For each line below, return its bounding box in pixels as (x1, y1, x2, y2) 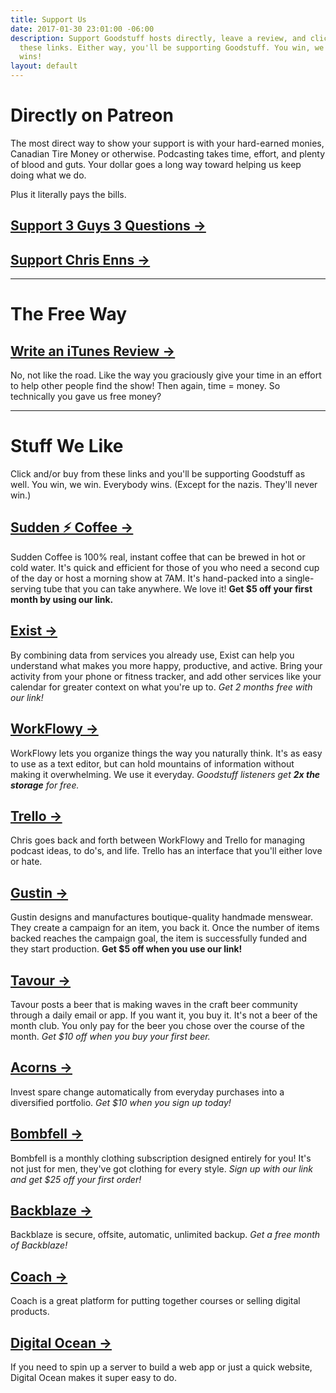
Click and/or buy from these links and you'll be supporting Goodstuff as (10, 468, 306, 480)
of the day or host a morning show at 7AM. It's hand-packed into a (10, 572, 283, 584)
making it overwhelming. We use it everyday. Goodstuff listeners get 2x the (10, 768, 321, 780)
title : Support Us (10, 14, 87, 25)
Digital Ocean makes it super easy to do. (10, 1372, 178, 1384)
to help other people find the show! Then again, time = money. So (10, 380, 281, 392)
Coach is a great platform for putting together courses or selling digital (10, 1295, 301, 1307)
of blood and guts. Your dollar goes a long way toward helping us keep (10, 158, 302, 170)
